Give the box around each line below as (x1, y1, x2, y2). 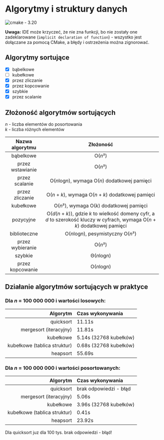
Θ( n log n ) (90, 252, 111, 259)
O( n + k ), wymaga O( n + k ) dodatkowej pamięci (46, 191, 155, 198)
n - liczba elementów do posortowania (5, 121, 82, 127)
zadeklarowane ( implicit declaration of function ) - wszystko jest (5, 34, 142, 40)
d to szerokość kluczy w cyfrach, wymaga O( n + (45, 216, 156, 223)
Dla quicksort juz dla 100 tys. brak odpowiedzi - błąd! (5, 429, 112, 435)
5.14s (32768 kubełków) (76, 334, 135, 341)
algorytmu (11, 144, 37, 151)
